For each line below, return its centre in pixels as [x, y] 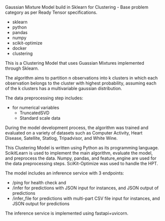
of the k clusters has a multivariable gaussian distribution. [64, 88]
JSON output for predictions [41, 204]
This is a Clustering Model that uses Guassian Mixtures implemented [75, 63]
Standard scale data [40, 118]
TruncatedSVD [34, 113]
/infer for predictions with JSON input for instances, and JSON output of [85, 188]
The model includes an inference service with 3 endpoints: [65, 173]
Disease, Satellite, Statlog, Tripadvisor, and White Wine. [62, 138]
